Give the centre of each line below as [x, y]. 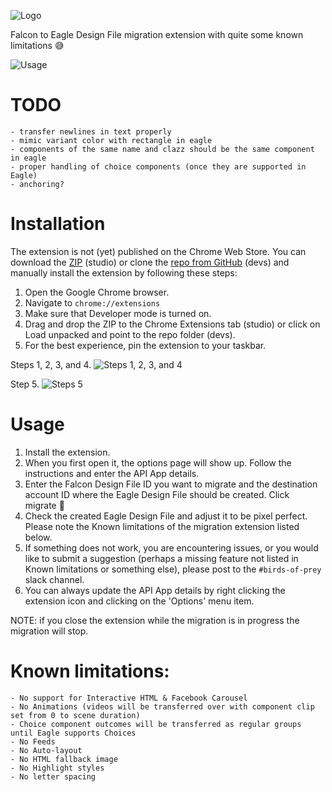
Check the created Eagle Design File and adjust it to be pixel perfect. [166, 516]
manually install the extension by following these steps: [124, 272]
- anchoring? [37, 184]
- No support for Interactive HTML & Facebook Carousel [129, 698]
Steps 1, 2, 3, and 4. [51, 364]
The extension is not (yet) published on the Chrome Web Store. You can [158, 251]
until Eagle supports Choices [73, 733]
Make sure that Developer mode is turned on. [118, 313]
